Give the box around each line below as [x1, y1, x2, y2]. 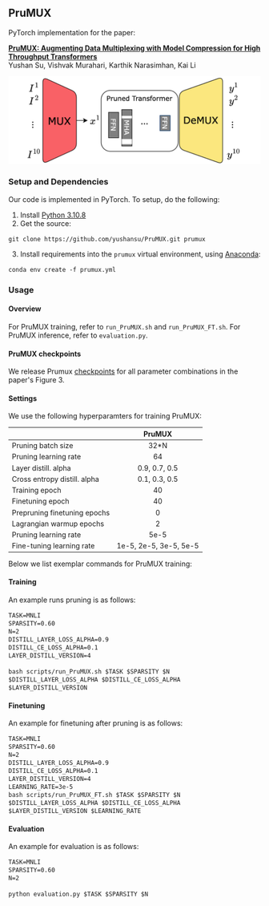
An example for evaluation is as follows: [8, 842, 139, 851]
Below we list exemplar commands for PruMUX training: [8, 559, 192, 568]
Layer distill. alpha [11, 463, 71, 472]
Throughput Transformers [8, 51, 98, 61]
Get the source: [19, 218, 72, 228]
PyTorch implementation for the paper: [8, 27, 136, 37]
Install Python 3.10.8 [19, 210, 86, 220]
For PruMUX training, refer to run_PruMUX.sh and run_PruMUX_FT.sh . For [8, 322, 241, 331]
